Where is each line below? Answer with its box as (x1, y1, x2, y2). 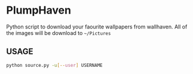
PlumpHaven (6, 4, 72, 17)
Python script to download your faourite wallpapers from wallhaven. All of (6, 23, 188, 30)
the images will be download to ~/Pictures (6, 29, 111, 36)
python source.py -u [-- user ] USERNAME (6, 62, 103, 68)
